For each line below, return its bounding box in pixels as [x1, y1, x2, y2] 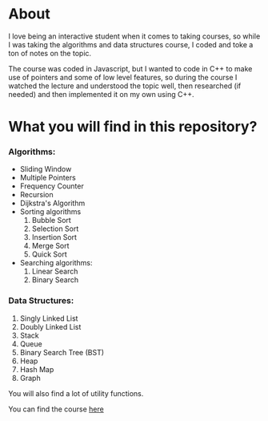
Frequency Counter [19, 181, 84, 191]
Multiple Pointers [19, 173, 76, 183]
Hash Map [19, 364, 54, 374]
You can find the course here [8, 404, 104, 414]
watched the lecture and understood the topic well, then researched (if [8, 81, 242, 91]
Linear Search [31, 266, 78, 277]
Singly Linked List [19, 314, 78, 323]
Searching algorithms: [19, 258, 94, 268]
